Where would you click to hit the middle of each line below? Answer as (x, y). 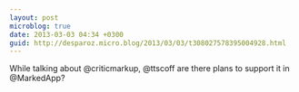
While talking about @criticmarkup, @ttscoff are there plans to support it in (149, 69)
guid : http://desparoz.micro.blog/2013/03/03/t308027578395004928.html (148, 43)
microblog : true (40, 26)
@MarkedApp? (37, 78)
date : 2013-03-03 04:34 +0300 (67, 34)
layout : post (34, 18)
